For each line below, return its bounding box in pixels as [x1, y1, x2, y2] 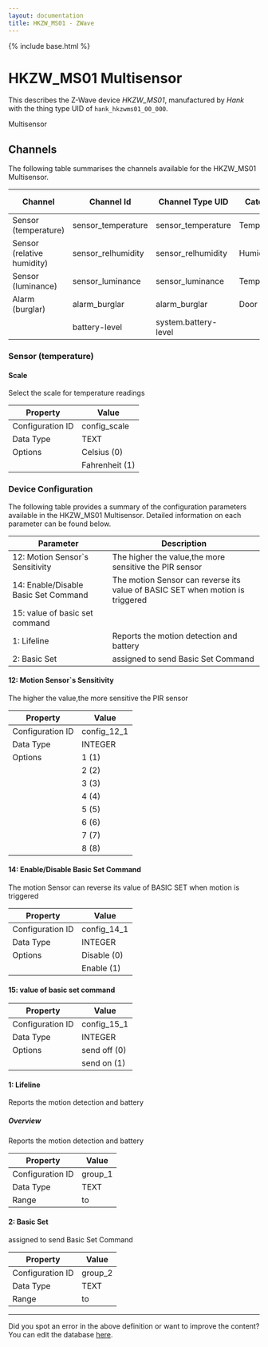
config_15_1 [81, 1018, 129, 1030]
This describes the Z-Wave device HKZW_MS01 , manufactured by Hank [8, 95, 245, 105]
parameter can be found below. [8, 519, 112, 528]
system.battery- [155, 317, 218, 328]
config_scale [81, 420, 130, 432]
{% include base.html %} [8, 41, 90, 50]
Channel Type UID [158, 197, 229, 208]
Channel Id [89, 197, 132, 208]
